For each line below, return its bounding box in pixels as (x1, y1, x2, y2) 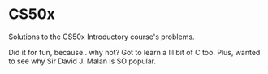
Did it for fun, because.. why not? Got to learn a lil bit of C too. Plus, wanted (8, 47, 261, 57)
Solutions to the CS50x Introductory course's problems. (8, 32, 195, 41)
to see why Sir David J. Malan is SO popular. (8, 56, 157, 66)
